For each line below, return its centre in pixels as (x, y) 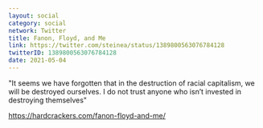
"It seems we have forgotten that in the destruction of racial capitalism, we (131, 83)
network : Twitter (37, 30)
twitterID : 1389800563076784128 (62, 53)
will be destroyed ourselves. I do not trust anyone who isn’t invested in (125, 91)
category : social (37, 23)
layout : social (34, 16)
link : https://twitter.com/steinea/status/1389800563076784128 (117, 46)
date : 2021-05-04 (37, 61)
